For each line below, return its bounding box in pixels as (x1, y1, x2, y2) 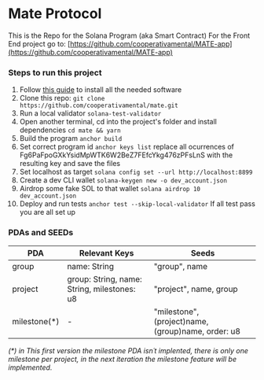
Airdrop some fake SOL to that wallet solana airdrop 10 (19, 184, 200, 194)
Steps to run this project (8, 67, 102, 78)
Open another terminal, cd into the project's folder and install (19, 117, 218, 127)
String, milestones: (66, 283, 136, 294)
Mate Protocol (8, 5, 102, 23)
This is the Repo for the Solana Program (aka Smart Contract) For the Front (8, 31, 251, 40)
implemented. (8, 363, 53, 372)
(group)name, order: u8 (153, 326, 241, 337)
